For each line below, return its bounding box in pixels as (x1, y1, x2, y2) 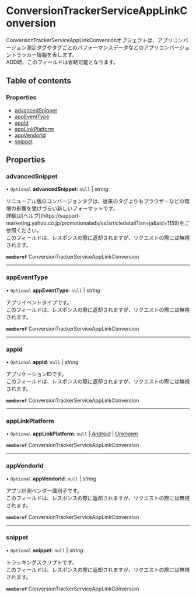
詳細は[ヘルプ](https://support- (6, 212, 81, 219)
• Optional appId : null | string (6, 358, 79, 365)
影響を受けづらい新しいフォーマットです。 (16, 205, 118, 212)
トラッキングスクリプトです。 (6, 559, 78, 566)
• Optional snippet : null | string (6, 547, 83, 554)
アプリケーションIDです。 (6, 370, 67, 377)
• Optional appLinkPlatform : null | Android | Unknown (6, 430, 138, 437)
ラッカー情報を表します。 (16, 51, 78, 58)
